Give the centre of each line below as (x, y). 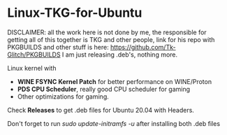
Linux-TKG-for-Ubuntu (75, 13)
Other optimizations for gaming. (63, 97)
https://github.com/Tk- (143, 47)
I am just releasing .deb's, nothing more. (120, 55)
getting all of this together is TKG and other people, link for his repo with (111, 39)
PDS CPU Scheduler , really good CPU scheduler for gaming (104, 89)
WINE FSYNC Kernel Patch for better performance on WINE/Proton (114, 81)
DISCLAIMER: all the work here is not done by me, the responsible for (107, 32)
